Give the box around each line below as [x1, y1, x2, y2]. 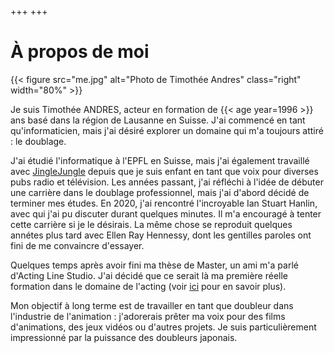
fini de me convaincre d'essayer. [10, 239, 145, 251]
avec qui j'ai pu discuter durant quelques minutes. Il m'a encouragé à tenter [10, 207, 322, 220]
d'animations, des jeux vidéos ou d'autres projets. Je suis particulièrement [10, 321, 317, 333]
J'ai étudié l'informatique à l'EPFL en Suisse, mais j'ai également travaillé [10, 154, 310, 166]
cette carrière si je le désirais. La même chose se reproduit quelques [10, 218, 293, 230]
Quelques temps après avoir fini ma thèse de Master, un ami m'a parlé [10, 259, 299, 271]
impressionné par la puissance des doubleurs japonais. [10, 331, 238, 343]
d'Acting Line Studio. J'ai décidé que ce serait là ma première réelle [10, 269, 289, 281]
